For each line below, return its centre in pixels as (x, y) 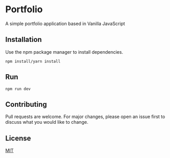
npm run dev (18, 89)
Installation (24, 40)
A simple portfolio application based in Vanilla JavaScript (65, 24)
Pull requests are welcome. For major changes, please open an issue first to (85, 117)
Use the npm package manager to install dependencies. (64, 52)
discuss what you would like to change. (47, 122)
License (18, 138)
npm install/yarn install (33, 61)
